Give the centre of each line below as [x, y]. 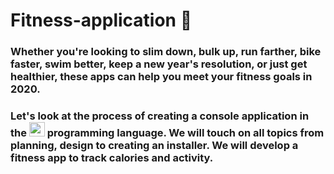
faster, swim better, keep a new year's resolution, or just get [159, 64]
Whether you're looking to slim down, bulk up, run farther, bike [166, 52]
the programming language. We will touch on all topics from [167, 133]
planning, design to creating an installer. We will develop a [154, 146]
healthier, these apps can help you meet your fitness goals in [161, 77]
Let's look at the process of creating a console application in [160, 116]
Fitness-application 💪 [101, 20]
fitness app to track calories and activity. [112, 158]
